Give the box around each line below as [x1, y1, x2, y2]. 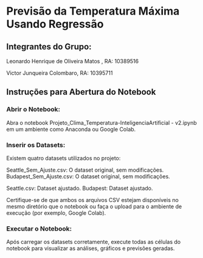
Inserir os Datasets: [6, 141, 66, 149]
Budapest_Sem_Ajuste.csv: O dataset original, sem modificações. [6, 172, 170, 180]
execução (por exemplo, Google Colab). [6, 209, 106, 217]
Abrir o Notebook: [6, 105, 61, 114]
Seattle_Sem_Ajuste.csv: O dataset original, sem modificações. [6, 166, 164, 173]
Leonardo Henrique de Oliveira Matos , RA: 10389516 [6, 58, 139, 64]
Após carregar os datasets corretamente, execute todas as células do [6, 239, 181, 246]
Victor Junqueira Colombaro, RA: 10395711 [6, 69, 113, 77]
